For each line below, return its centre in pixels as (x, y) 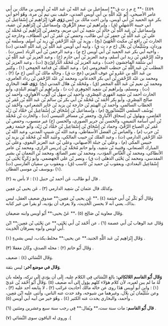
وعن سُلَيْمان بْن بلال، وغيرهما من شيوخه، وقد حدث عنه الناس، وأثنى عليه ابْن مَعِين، (82, 293)
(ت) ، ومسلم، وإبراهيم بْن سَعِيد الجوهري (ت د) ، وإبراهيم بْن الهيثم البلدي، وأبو (78, 89)
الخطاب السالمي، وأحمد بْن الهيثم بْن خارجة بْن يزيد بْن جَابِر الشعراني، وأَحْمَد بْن (79, 105)
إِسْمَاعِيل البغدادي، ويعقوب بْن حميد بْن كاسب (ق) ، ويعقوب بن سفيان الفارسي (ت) (82, 164)
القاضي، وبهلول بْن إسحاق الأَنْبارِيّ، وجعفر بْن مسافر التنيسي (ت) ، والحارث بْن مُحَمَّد (83, 116)
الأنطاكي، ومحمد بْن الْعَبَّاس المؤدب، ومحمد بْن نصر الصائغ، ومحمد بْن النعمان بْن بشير (84, 153)
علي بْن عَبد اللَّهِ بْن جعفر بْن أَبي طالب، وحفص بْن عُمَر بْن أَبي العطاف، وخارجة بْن (80, 35)
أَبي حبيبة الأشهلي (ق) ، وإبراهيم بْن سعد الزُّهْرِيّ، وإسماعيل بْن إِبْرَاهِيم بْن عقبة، (78, 25)
